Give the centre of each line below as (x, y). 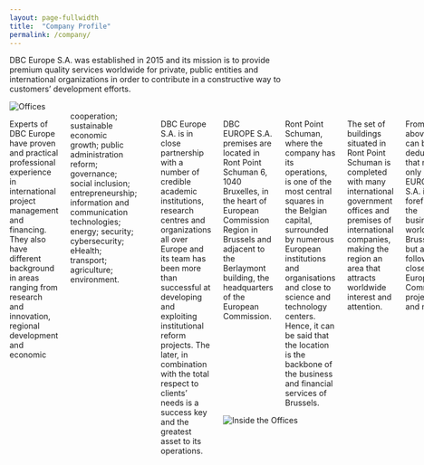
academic (179, 192)
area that (364, 269)
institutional (182, 326)
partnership (183, 153)
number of (180, 172)
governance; (94, 174)
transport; (88, 261)
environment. (95, 280)
